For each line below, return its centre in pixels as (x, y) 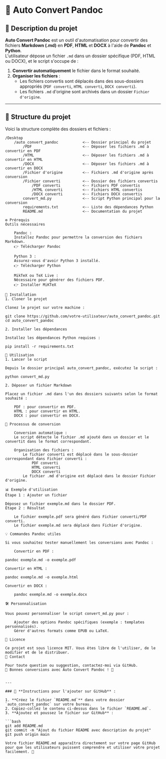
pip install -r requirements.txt (40, 346)
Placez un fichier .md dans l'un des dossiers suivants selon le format (82, 394)
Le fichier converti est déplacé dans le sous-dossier (81, 454)
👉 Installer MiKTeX (35, 285)
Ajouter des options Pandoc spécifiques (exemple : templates (79, 622)
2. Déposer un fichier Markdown (38, 385)
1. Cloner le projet (26, 299)
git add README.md (24, 726)
